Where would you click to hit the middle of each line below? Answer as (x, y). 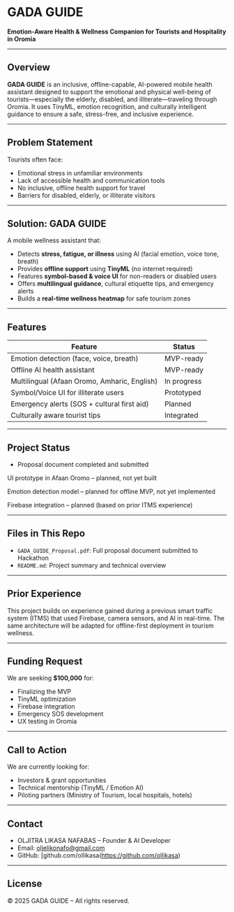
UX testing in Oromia (47, 721)
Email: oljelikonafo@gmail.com (61, 848)
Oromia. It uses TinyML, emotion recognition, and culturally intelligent (107, 106)
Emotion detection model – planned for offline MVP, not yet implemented (111, 491)
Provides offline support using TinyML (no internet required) (105, 269)
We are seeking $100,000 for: (50, 678)
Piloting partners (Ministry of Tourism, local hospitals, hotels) (105, 795)
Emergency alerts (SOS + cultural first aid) (80, 404)
